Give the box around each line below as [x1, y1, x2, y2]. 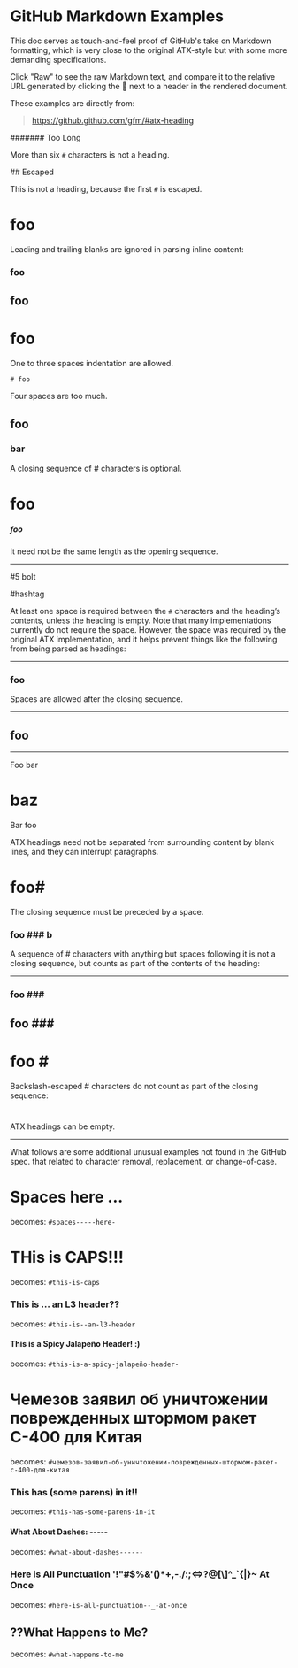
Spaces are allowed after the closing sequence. [10, 694, 184, 704]
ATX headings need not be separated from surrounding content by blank [10, 837, 275, 848]
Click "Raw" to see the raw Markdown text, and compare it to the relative [10, 71, 276, 81]
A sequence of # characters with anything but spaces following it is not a [10, 949, 277, 959]
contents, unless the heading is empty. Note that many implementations [10, 615, 271, 626]
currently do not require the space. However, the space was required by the [10, 624, 287, 634]
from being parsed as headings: [10, 643, 126, 654]
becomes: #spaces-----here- [10, 1216, 116, 1226]
